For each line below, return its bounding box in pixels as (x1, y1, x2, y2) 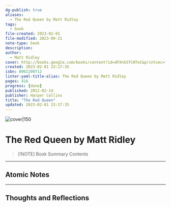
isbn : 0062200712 (5, 69, 42, 74)
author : (5, 50, 22, 55)
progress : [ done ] (5, 83, 42, 88)
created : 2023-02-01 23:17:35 (5, 64, 70, 69)
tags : (5, 21, 17, 27)
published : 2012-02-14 (5, 88, 53, 93)
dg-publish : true (5, 7, 42, 13)
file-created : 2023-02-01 (5, 31, 60, 36)
